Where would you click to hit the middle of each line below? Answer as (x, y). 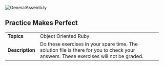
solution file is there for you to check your (87, 50)
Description (21, 50)
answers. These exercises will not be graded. (92, 56)
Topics (16, 36)
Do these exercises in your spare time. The (89, 44)
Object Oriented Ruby (65, 36)
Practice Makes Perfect (41, 23)
